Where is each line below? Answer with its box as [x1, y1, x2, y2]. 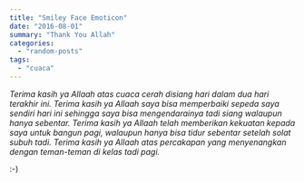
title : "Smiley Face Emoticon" [9, 13, 128, 23]
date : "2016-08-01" [9, 22, 83, 31]
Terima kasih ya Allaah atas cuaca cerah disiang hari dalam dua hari [9, 88, 270, 100]
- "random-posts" [17, 47, 83, 56]
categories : [9, 38, 54, 48]
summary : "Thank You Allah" [9, 30, 116, 39]
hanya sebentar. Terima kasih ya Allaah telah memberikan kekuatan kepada [9, 117, 296, 128]
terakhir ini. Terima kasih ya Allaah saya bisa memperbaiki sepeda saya [9, 98, 279, 109]
